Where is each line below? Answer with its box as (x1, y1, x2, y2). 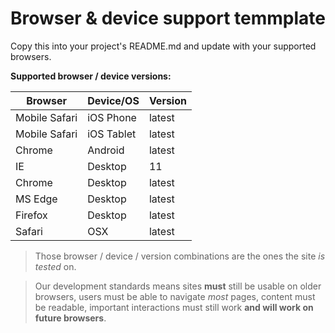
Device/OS (87, 93, 140, 107)
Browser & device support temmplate (10, 7, 326, 30)
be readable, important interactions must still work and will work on (34, 301, 314, 313)
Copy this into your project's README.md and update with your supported (10, 40, 317, 52)
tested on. (34, 260, 77, 272)
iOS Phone (87, 110, 137, 124)
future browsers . (34, 312, 107, 324)
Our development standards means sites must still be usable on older (34, 280, 322, 292)
